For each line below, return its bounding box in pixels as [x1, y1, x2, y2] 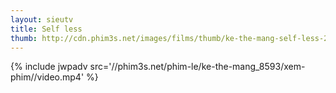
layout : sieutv [10, 14, 74, 25]
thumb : [10, 33, 38, 43]
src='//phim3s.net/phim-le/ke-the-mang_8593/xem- [89, 61, 306, 73]
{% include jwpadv [10, 61, 88, 73]
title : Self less [10, 24, 83, 34]
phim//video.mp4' [10, 71, 85, 83]
